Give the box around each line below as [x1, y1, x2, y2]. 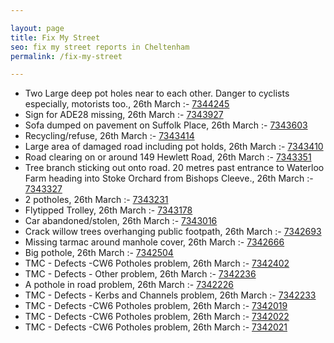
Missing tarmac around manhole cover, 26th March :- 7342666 [24, 236, 285, 248]
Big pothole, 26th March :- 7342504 [24, 247, 174, 259]
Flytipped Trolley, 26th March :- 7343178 [24, 204, 193, 216]
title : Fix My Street [10, 32, 101, 43]
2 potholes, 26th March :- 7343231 [24, 194, 169, 206]
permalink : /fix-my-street [10, 51, 123, 61]
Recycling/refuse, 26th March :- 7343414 [24, 130, 195, 142]
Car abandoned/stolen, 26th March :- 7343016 [24, 215, 218, 227]
